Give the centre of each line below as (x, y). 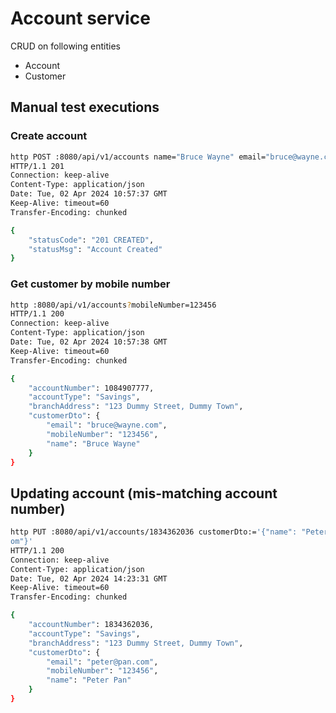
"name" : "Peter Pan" (89, 680)
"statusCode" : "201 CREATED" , (91, 240)
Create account (49, 136)
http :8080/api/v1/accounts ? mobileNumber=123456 (113, 305)
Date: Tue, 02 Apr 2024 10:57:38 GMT (89, 342)
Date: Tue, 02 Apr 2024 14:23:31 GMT (89, 578)
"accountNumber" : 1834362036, (91, 625)
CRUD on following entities (65, 46)
